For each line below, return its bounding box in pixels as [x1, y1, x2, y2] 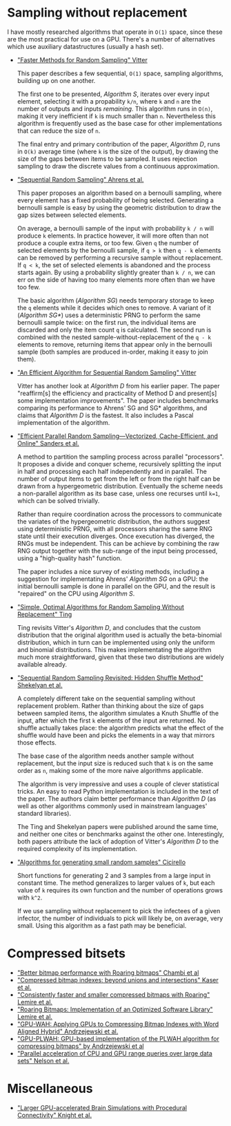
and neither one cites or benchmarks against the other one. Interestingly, [17, 830, 225, 838]
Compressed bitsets [7, 946, 126, 962]
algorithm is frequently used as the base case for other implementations [17, 119, 223, 127]
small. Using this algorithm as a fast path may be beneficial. [17, 921, 187, 930]
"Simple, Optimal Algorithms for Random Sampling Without [17, 602, 185, 611]
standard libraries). [17, 809, 71, 817]
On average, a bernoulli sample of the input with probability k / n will [17, 224, 214, 232]
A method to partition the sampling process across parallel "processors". [17, 452, 224, 461]
